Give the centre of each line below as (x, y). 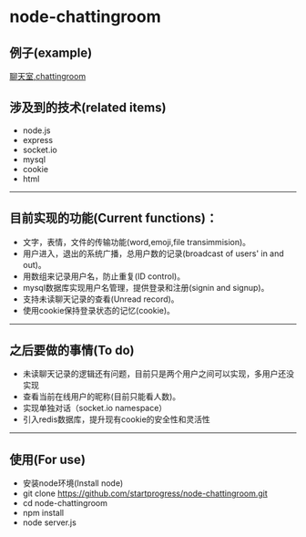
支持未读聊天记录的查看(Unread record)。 (101, 299)
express (37, 139)
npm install (43, 513)
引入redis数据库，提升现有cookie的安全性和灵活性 (117, 419)
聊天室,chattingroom (48, 76)
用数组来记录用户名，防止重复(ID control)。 (103, 276)
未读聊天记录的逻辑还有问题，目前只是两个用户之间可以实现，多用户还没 (158, 374)
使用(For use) (48, 459)
